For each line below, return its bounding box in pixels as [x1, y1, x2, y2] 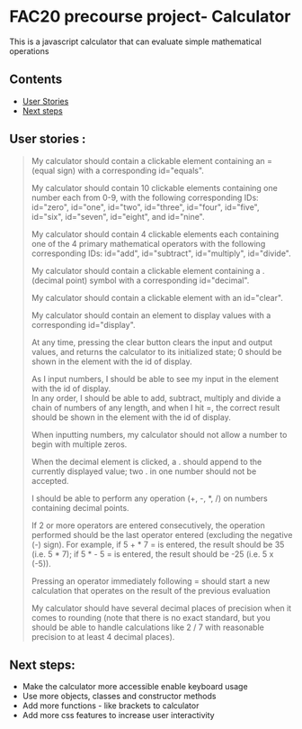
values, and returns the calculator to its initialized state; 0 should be [31, 346, 282, 357]
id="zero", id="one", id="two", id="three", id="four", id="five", [31, 201, 260, 213]
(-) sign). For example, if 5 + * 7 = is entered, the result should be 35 [31, 539, 285, 550]
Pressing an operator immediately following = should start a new [31, 575, 271, 587]
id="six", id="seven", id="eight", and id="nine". [31, 211, 205, 222]
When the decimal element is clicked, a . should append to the [31, 456, 262, 467]
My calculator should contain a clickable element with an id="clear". [31, 292, 283, 303]
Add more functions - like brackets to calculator [22, 700, 200, 711]
